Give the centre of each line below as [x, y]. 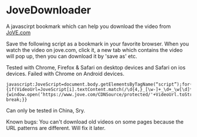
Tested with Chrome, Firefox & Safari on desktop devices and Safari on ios [96, 67]
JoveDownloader [49, 10]
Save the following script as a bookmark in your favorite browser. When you [98, 44]
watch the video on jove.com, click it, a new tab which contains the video [94, 50]
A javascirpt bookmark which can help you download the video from [89, 26]
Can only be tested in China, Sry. [46, 110]
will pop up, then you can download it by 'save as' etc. [72, 56]
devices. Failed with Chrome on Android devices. [65, 73]
